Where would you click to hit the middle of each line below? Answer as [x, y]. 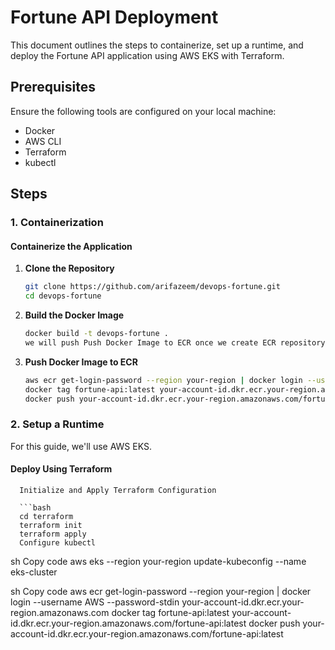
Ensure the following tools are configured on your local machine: [143, 111]
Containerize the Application [71, 246]
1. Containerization [57, 223]
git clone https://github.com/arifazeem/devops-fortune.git [152, 287]
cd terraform [46, 516]
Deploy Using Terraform [61, 469]
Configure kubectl [58, 542]
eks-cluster [34, 572]
